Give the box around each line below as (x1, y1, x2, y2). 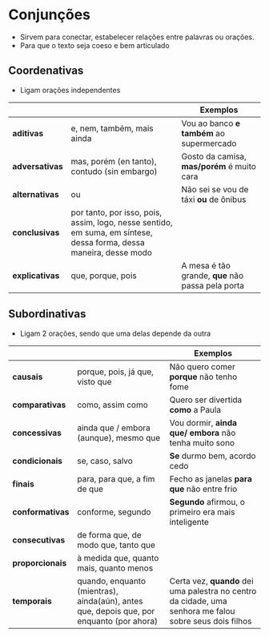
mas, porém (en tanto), (70, 155, 158, 167)
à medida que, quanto (77, 552, 159, 563)
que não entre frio (169, 483, 238, 494)
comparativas (12, 399, 66, 410)
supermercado (181, 138, 237, 149)
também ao (181, 127, 226, 139)
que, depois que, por (77, 605, 155, 616)
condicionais (12, 455, 62, 466)
